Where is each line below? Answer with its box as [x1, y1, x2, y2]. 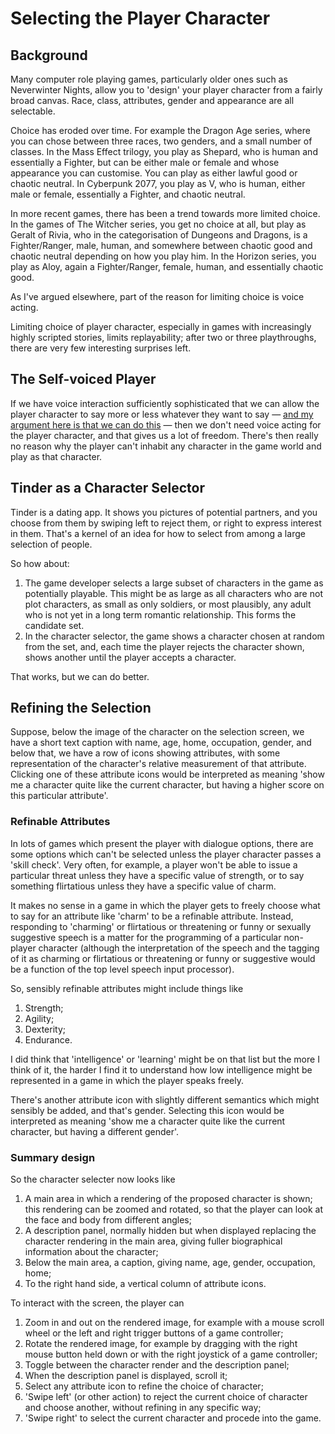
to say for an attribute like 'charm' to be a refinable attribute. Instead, [10, 910, 294, 922]
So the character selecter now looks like [10, 1173, 176, 1186]
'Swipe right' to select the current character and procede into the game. [24, 1412, 322, 1424]
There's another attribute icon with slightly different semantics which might [10, 1093, 320, 1106]
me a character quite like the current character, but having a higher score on [10, 779, 325, 791]
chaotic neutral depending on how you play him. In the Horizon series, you [10, 250, 317, 262]
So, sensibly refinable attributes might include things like [10, 982, 244, 994]
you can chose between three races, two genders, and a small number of [10, 135, 313, 147]
